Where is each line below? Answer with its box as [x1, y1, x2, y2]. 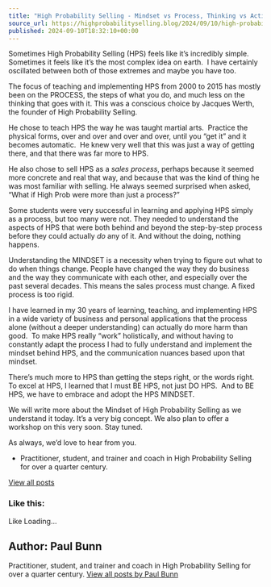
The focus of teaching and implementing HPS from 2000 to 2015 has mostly [8, 81, 261, 91]
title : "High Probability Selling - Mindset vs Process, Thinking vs [8, 11, 248, 20]
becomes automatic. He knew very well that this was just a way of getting [8, 140, 256, 150]
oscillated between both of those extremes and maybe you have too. [8, 66, 236, 76]
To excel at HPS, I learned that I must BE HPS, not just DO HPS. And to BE [8, 381, 255, 391]
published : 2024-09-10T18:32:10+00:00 [8, 27, 139, 35]
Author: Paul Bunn [8, 539, 102, 553]
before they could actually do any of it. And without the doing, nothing [8, 231, 241, 241]
